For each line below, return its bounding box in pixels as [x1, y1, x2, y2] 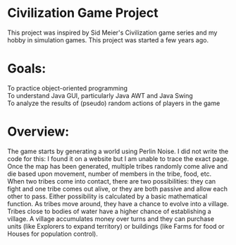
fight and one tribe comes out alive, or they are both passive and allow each [7, 184, 228, 193]
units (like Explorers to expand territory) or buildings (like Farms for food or [7, 222, 225, 230]
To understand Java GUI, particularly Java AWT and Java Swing [7, 91, 194, 100]
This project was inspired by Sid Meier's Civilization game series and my [7, 28, 218, 37]
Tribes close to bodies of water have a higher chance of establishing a [7, 207, 211, 215]
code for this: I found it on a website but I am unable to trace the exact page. [7, 154, 229, 163]
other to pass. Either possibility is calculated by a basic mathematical [7, 192, 208, 201]
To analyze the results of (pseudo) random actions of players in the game [7, 99, 221, 107]
